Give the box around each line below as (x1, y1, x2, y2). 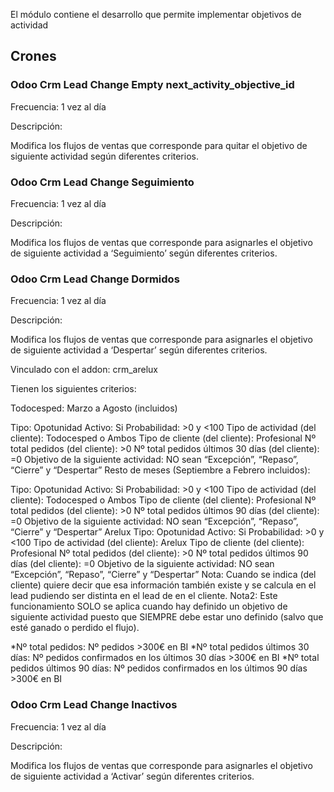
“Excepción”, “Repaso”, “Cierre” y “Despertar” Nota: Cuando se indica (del (10, 569, 317, 581)
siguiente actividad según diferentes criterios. (10, 150, 199, 162)
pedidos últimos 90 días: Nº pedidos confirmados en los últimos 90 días (10, 662, 308, 674)
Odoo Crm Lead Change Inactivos (10, 698, 178, 712)
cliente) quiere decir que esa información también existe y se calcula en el (10, 579, 317, 591)
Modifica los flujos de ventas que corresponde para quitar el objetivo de (10, 139, 308, 151)
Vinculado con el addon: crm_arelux (10, 364, 158, 376)
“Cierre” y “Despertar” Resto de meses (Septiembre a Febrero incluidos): (10, 464, 311, 476)
